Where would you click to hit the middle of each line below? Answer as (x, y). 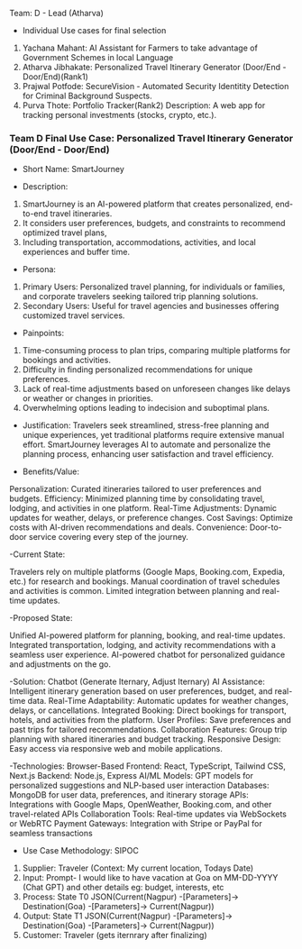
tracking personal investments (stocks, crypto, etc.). (119, 115)
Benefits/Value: (50, 471)
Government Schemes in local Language (98, 57)
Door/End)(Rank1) (55, 77)
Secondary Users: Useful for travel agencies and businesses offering (151, 306)
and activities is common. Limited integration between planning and (135, 591)
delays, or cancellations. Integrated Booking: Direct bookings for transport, (148, 710)
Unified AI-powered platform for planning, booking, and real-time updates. (147, 635)
